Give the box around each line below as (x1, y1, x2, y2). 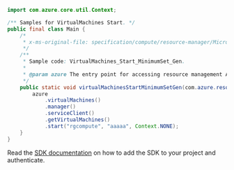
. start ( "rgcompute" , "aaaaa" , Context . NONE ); (44, 123, 179, 130)
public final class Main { (7, 25, 86, 33)
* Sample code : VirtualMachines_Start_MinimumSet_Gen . (22, 58, 186, 65)
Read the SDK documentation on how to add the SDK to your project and (7, 148, 216, 157)
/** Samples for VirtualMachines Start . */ (7, 19, 136, 26)
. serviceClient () (44, 110, 95, 117)
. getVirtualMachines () (44, 116, 111, 123)
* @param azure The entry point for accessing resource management (22, 70, 223, 78)
